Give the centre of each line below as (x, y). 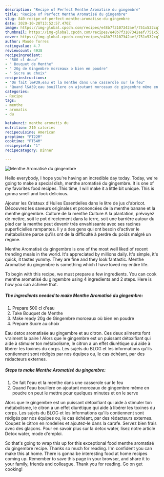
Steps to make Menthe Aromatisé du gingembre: (55, 370)
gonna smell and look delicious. (37, 193)
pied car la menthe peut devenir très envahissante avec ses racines (73, 224)
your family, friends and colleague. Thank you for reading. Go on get (74, 464)
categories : (17, 91)
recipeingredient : (24, 55)
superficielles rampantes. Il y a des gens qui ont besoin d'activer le (72, 229)
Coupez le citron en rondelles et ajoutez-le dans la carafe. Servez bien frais (81, 423)
